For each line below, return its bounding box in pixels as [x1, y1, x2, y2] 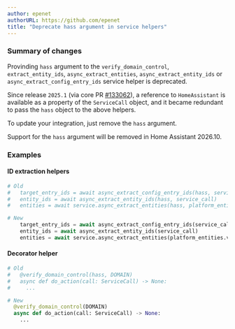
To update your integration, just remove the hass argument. [7, 119, 177, 127]
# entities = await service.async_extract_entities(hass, [7, 202, 187, 210]
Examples [7, 149, 42, 159]
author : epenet [7, 10, 52, 17]
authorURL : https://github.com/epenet [7, 17, 120, 24]
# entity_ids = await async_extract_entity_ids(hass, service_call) [7, 196, 218, 203]
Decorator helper [7, 249, 58, 258]
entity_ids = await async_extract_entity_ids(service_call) [20, 228, 199, 235]
